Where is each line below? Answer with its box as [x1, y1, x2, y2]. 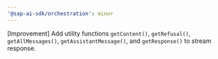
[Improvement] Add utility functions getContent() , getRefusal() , [7, 29, 191, 37]
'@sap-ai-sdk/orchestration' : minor [7, 10, 114, 17]
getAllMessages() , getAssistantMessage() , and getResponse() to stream [7, 36, 212, 45]
